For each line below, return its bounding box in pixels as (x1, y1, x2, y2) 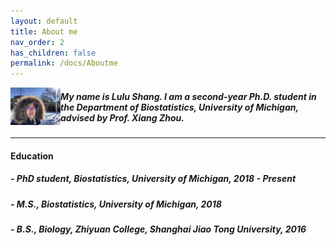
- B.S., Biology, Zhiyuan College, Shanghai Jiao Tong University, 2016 (10, 223, 307, 235)
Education (10, 150, 54, 162)
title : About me (10, 26, 78, 37)
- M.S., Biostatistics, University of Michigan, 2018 (10, 198, 222, 210)
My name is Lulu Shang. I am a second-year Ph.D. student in (60, 90, 317, 102)
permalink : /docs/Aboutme (10, 58, 118, 69)
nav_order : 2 (10, 37, 65, 47)
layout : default (10, 16, 78, 26)
